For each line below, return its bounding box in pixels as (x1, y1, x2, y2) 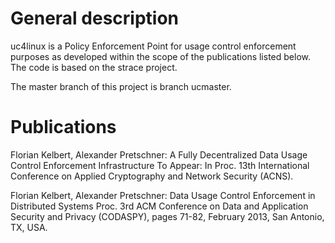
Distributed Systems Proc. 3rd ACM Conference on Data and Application (10, 200, 309, 212)
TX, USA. (10, 221, 48, 233)
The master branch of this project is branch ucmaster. (10, 80, 232, 92)
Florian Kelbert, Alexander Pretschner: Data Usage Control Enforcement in (10, 189, 316, 201)
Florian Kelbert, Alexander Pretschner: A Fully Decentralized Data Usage (10, 148, 308, 161)
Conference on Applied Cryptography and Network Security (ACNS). (10, 170, 294, 182)
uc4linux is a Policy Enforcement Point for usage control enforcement (10, 40, 297, 52)
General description (10, 7, 179, 30)
